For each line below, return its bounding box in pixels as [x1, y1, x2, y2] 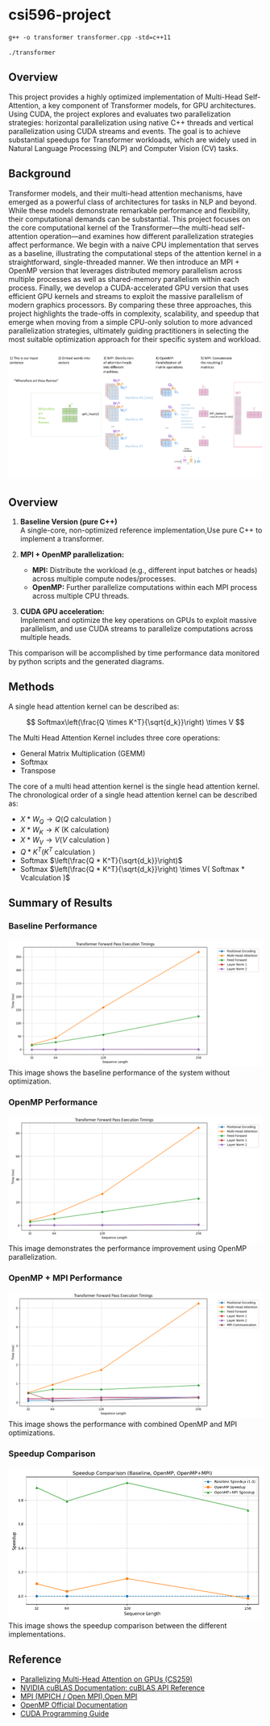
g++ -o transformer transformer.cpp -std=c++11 [8, 33, 172, 41]
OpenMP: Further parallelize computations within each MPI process [31, 583, 258, 592]
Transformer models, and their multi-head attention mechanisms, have [8, 188, 243, 198]
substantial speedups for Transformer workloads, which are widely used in [8, 135, 256, 145]
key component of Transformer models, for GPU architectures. [48, 100, 256, 110]
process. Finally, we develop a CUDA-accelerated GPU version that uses [8, 283, 249, 293]
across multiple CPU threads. [31, 591, 130, 601]
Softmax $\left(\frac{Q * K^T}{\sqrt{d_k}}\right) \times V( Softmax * [19, 864, 245, 874]
